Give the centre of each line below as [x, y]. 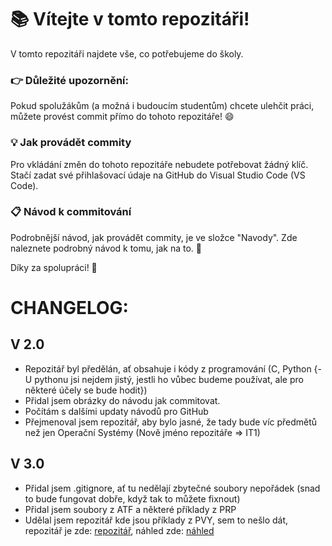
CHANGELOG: [69, 308]
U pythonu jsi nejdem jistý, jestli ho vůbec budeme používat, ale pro [164, 379]
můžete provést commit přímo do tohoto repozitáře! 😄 [122, 117]
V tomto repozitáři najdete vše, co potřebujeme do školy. [127, 53]
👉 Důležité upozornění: [70, 80]
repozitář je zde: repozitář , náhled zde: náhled [119, 530]
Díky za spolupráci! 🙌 [54, 267]
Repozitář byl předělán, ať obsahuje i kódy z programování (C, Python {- [173, 368]
